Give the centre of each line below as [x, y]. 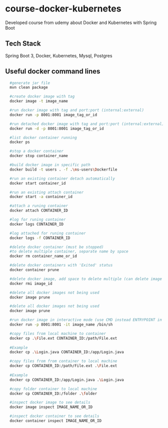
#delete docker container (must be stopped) [57, 247]
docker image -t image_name [39, 101]
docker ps [20, 142]
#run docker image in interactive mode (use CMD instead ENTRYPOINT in [86, 320]
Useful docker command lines [53, 71]
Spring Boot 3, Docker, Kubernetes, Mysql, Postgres [59, 55]
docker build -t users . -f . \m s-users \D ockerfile [63, 169]
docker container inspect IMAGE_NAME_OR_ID [55, 421]
